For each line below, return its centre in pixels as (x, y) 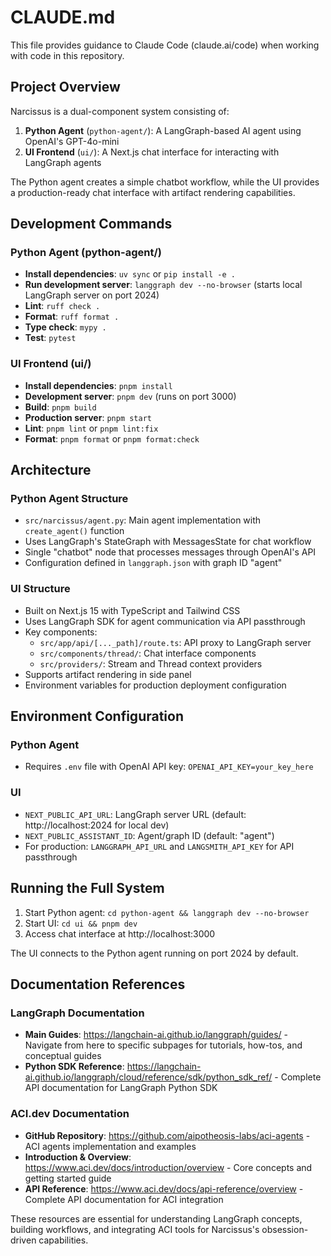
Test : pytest (50, 338)
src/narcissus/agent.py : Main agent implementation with (143, 520)
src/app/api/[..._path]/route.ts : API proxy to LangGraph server (175, 642)
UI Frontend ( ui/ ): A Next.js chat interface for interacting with (152, 152)
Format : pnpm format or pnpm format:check (112, 438)
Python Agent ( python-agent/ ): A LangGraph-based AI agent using (163, 130)
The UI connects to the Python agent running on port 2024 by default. (154, 953)
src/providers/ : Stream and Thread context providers (151, 663)
